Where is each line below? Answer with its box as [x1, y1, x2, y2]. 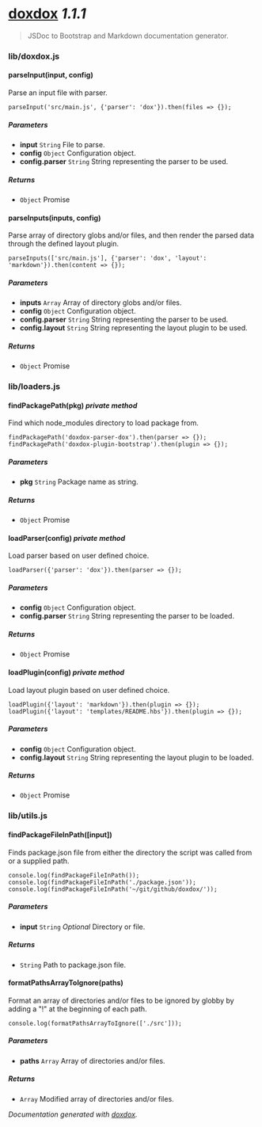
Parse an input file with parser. [8, 88, 108, 97]
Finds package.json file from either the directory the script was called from [8, 847, 253, 857]
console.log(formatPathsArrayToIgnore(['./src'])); [8, 1019, 182, 1027]
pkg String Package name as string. [19, 477, 139, 487]
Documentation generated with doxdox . [8, 1110, 138, 1119]
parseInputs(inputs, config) [8, 213, 101, 223]
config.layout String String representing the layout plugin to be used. [19, 323, 248, 333]
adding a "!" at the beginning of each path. [8, 1003, 148, 1014]
